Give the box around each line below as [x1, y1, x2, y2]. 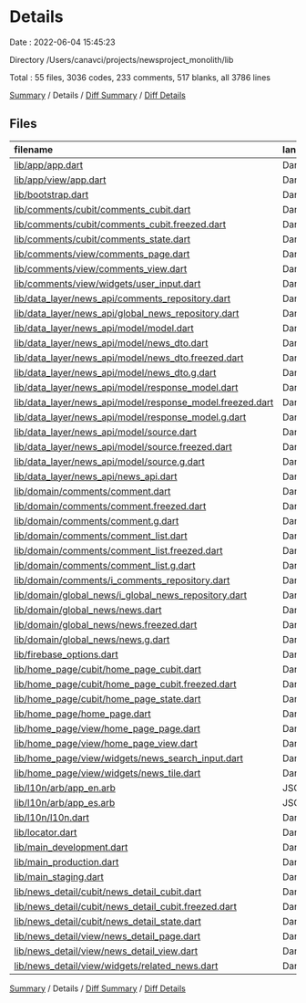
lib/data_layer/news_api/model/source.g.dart [14, 454, 205, 467]
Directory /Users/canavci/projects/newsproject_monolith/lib [9, 54, 234, 65]
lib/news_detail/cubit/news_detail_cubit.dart [14, 885, 202, 898]
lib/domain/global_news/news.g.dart [14, 632, 170, 645]
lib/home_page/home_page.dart [14, 707, 152, 720]
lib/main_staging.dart [14, 870, 105, 883]
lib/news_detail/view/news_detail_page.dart [14, 929, 201, 942]
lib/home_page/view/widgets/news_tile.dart [14, 767, 201, 779]
